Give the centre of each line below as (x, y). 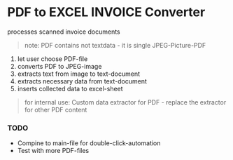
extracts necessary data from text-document (82, 81)
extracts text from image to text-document (79, 74)
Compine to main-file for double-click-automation (89, 143)
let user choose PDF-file (52, 59)
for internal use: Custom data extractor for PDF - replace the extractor (125, 102)
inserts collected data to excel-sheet (70, 88)
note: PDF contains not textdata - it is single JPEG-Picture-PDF (115, 45)
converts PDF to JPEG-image (59, 66)
